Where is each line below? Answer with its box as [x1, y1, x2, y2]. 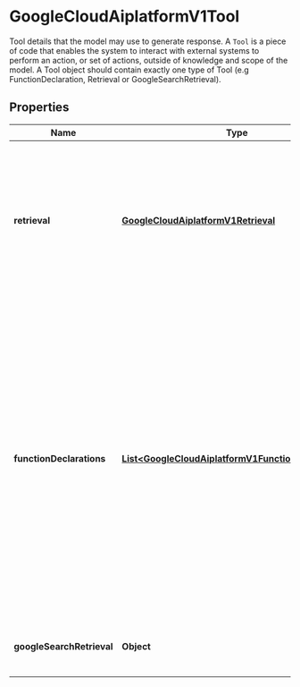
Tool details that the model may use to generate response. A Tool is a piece [9, 36, 287, 47]
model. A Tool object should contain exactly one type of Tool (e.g [9, 64, 250, 75]
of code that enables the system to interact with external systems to [9, 45, 260, 55]
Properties [9, 100, 70, 115]
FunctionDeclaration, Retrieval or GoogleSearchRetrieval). [9, 73, 221, 84]
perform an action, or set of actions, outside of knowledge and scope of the [9, 55, 288, 65]
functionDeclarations [13, 452, 106, 464]
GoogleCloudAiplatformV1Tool [9, 6, 240, 27]
